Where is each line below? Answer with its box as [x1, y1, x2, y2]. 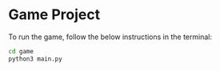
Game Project [8, 6, 101, 24]
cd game [8, 47, 34, 55]
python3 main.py [8, 54, 62, 63]
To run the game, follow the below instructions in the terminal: [8, 32, 212, 41]
